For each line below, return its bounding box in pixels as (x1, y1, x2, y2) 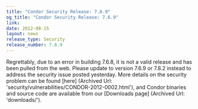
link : (6, 20, 20, 26)
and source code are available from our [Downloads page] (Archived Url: (6, 90, 185, 97)
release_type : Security (6, 36, 66, 42)
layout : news (6, 31, 39, 37)
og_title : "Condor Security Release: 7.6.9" (6, 14, 119, 20)
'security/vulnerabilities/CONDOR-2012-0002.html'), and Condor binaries (6, 83, 187, 91)
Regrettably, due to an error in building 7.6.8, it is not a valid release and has (6, 58, 193, 66)
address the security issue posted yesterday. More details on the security (6, 71, 187, 78)
